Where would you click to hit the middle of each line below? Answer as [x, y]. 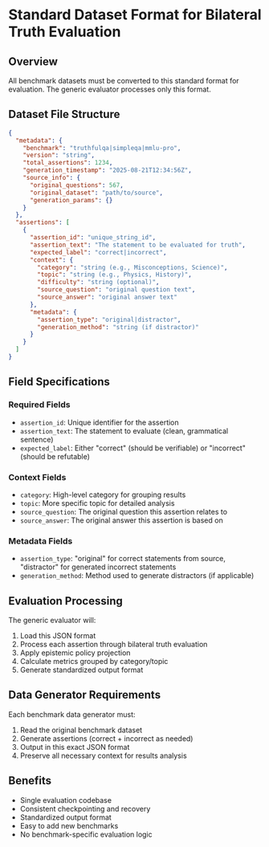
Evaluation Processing [65, 601]
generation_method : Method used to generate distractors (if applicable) [137, 576]
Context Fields [37, 477]
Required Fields [39, 405]
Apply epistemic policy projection [75, 653]
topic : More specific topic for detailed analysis [97, 503]
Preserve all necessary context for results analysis [103, 755]
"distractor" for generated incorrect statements [98, 567]
